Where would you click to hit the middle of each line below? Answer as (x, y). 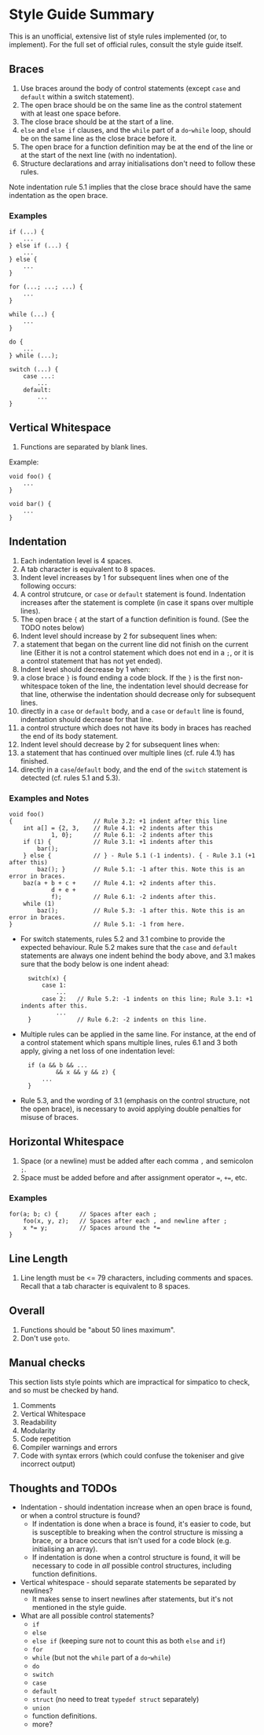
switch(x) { (47, 978)
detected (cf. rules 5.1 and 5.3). (70, 778)
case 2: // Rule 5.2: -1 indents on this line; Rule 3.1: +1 (147, 999)
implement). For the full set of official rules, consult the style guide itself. (126, 44)
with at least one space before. (70, 113)
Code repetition (46, 1439)
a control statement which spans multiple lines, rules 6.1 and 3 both (129, 1042)
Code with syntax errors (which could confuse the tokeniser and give (132, 1455)
